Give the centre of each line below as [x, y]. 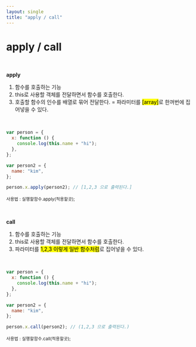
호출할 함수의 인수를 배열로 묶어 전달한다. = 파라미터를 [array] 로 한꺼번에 [99, 102]
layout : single [25, 12]
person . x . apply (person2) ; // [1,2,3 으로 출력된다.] [69, 188]
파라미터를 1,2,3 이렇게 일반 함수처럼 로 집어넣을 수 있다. [79, 249]
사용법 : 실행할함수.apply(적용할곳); [41, 199]
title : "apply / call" [34, 17]
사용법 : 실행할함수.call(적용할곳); [38, 339]
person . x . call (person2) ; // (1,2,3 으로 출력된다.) [68, 327]
